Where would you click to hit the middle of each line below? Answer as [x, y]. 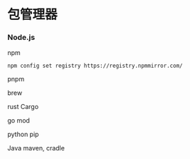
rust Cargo [23, 107]
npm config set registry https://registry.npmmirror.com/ [95, 66]
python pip [23, 134]
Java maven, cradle [36, 148]
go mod [19, 120]
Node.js [21, 38]
